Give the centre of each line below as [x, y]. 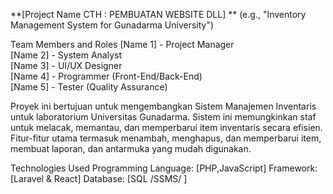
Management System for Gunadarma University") [112, 25]
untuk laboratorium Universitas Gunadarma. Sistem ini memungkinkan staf [163, 117]
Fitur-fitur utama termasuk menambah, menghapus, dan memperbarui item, [166, 138]
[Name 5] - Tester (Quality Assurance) [89, 87]
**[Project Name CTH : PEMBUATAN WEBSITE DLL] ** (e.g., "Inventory [158, 14]
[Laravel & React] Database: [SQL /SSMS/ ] [99, 178]
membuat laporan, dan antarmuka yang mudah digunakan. [131, 148]
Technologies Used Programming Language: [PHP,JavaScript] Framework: [164, 168]
